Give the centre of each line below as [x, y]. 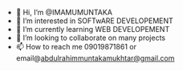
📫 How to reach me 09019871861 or [76, 47]
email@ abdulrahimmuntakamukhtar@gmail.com [95, 58]
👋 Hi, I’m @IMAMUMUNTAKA [64, 12]
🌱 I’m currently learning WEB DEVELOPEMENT [93, 29]
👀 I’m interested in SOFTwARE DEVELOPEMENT [95, 21]
